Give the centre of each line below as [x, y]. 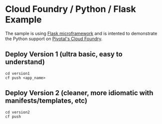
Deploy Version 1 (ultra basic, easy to [64, 54]
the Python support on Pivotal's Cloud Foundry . [54, 39]
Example [23, 20]
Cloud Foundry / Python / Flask [71, 9]
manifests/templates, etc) [46, 101]
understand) [25, 62]
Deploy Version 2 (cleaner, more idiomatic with [79, 93]
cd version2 [17, 112]
